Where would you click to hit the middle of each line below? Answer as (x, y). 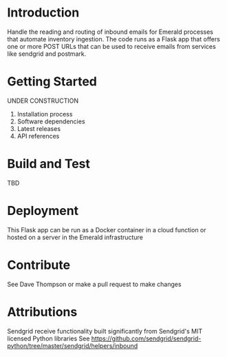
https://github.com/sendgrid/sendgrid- (146, 338)
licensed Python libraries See (48, 338)
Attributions (42, 312)
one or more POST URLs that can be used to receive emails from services (112, 46)
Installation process (45, 114)
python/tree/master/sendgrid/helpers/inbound (73, 345)
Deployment (43, 211)
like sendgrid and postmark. (47, 54)
